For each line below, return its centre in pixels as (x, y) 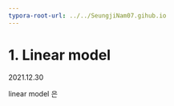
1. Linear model (59, 55)
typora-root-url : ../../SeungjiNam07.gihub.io (87, 16)
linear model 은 (33, 93)
